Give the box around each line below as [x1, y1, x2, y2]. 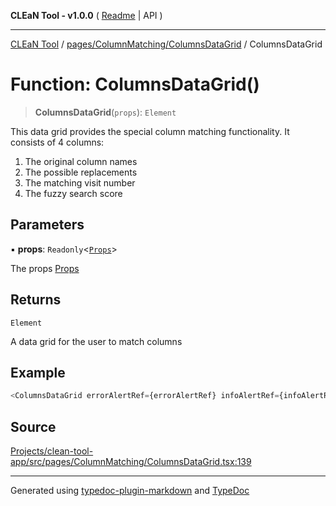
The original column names [24, 155, 138, 167]
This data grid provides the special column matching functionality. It [10, 125, 290, 137]
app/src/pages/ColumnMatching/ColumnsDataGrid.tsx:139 [10, 456, 252, 468]
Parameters [10, 216, 85, 234]
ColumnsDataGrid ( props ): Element [34, 106, 177, 118]
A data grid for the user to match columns [10, 335, 183, 347]
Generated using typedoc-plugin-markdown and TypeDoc [10, 485, 250, 497]
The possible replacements [24, 166, 138, 178]
